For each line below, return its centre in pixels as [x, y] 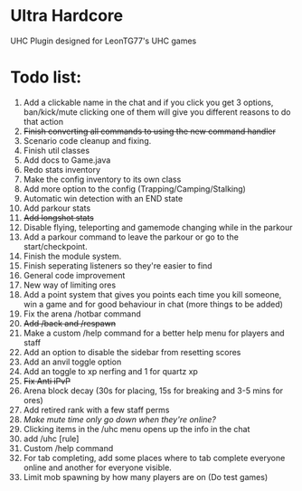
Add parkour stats [57, 208]
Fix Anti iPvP [47, 381]
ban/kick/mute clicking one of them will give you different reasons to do [157, 112]
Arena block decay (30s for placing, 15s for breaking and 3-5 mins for [153, 391]
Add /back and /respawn [70, 323]
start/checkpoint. [56, 246]
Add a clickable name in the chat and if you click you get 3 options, [148, 102]
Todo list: [46, 77]
